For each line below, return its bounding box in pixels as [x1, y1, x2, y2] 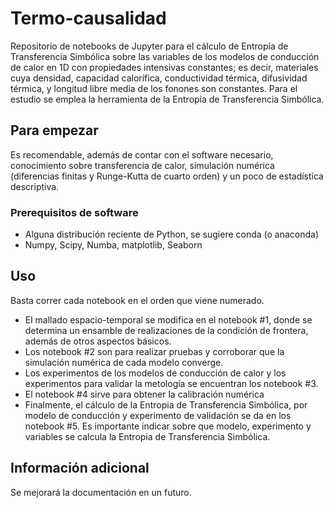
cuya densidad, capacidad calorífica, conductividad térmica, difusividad [10, 72, 308, 84]
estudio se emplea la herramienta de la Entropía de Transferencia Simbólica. [10, 93, 325, 105]
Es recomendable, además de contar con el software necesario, [10, 148, 274, 161]
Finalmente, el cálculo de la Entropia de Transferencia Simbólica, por [24, 398, 308, 411]
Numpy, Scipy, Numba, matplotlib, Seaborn [24, 239, 203, 251]
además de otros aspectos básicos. [24, 335, 172, 347]
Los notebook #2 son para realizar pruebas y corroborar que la [24, 345, 285, 357]
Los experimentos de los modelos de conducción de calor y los [24, 367, 287, 379]
